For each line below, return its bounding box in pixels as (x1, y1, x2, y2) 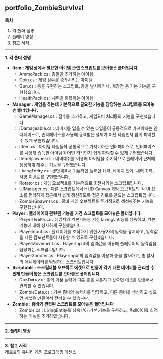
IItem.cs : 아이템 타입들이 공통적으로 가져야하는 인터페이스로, (19, 143, 135, 149)
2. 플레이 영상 (5, 328, 31, 334)
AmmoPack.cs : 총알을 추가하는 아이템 (19, 71, 94, 77)
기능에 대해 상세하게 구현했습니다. (19, 222, 83, 228)
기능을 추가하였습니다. (28, 313, 70, 319)
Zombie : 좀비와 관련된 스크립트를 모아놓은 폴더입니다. (12, 301, 115, 307)
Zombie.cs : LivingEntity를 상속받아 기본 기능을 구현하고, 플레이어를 (19, 307, 149, 313)
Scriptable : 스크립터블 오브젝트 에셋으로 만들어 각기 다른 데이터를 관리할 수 (12, 265, 155, 270)
